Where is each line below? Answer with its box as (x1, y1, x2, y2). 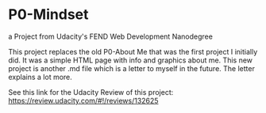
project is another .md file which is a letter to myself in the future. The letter (8, 63, 256, 73)
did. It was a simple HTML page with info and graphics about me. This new (8, 55, 253, 65)
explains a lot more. (8, 72, 73, 81)
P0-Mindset (8, 6, 89, 24)
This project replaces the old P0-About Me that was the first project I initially (8, 47, 258, 56)
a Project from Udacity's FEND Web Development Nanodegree (8, 32, 213, 41)
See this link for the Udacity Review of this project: (8, 87, 174, 96)
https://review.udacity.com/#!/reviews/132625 (8, 96, 159, 105)
